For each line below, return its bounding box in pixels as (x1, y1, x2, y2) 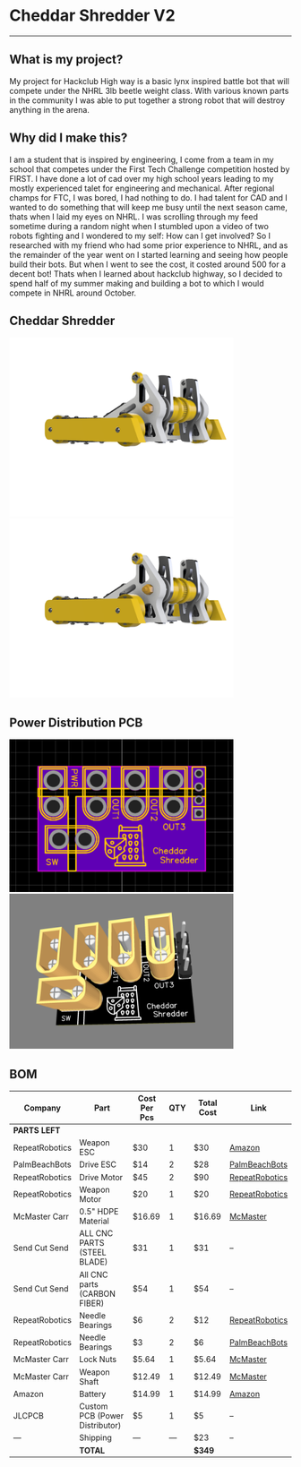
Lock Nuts (79, 1354, 117, 1365)
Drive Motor (79, 1171, 124, 1182)
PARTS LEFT (13, 1125, 61, 1136)
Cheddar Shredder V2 (9, 5, 176, 26)
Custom (79, 1401, 108, 1411)
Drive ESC (79, 1159, 116, 1170)
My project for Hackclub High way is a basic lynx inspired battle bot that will (9, 75, 289, 86)
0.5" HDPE (79, 1206, 119, 1217)
